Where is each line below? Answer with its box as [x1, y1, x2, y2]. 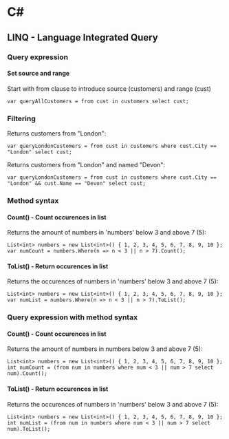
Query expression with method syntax [7, 312, 138, 322]
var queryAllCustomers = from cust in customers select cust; [7, 98, 189, 105]
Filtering [7, 114, 36, 123]
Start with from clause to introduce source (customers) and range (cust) [7, 84, 212, 93]
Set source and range [7, 69, 70, 78]
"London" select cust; [7, 149, 72, 156]
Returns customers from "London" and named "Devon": [7, 161, 166, 169]
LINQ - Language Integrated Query [7, 32, 158, 43]
